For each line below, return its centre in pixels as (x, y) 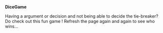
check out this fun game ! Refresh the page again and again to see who (83, 21)
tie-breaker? (146, 16)
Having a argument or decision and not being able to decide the (69, 16)
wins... (12, 26)
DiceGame (16, 7)
